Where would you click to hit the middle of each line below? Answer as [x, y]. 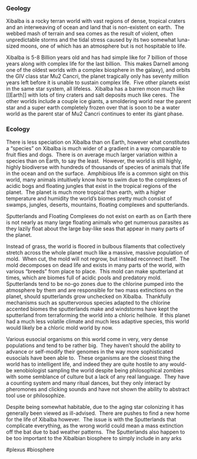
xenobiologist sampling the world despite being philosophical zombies [99, 370]
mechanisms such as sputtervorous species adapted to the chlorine [88, 302]
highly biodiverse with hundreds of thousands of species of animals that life [98, 167]
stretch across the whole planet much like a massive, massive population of [98, 252]
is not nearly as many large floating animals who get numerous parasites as [98, 222]
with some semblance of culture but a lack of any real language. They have [98, 377]
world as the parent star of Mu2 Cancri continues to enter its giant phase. [95, 114]
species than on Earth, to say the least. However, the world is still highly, [94, 161]
